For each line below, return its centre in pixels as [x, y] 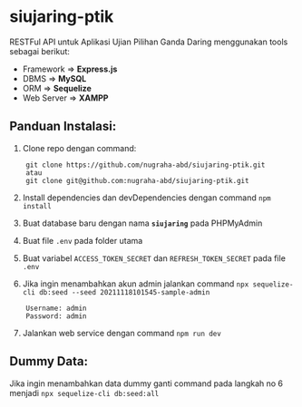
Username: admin [57, 308]
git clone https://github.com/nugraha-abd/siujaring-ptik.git [146, 165]
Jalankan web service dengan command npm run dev [122, 333]
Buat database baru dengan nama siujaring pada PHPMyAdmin [142, 223]
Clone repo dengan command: [79, 148]
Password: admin [57, 316]
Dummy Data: [49, 361]
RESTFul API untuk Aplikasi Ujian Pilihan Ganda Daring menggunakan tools [149, 42]
